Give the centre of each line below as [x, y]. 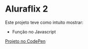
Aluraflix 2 [27, 9]
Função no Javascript [34, 32]
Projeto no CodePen [25, 41]
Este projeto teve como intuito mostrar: [44, 22]
